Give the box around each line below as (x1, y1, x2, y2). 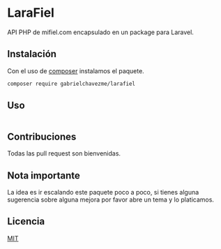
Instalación (7, 48, 57, 60)
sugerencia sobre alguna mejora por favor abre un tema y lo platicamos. (7, 195, 215, 204)
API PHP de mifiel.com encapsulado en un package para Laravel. (7, 28, 194, 36)
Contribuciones (7, 130, 77, 142)
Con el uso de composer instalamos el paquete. (7, 66, 144, 75)
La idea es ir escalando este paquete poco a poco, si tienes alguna (7, 188, 199, 197)
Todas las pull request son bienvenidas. (7, 149, 121, 158)
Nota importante (7, 169, 80, 181)
